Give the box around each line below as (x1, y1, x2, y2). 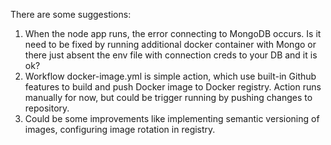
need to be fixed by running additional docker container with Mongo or (24, 39, 317, 50)
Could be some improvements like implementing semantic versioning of (24, 113, 320, 124)
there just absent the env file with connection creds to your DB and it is (24, 49, 318, 61)
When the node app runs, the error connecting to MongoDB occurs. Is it (24, 28, 322, 39)
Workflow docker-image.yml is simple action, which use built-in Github (24, 70, 317, 82)
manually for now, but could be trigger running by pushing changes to (24, 92, 313, 103)
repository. (24, 102, 70, 114)
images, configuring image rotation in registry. (24, 124, 216, 135)
